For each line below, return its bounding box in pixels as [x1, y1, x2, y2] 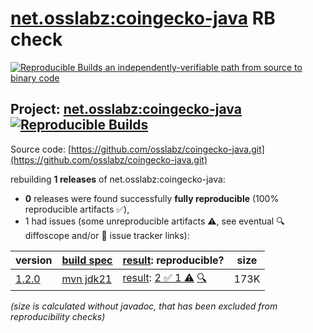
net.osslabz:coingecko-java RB [10, 7, 276, 30]
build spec [61, 253, 113, 267]
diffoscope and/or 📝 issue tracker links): [24, 229, 190, 241]
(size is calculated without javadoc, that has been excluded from [10, 300, 278, 312]
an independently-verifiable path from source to [104, 61, 303, 73]
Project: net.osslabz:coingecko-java [10, 101, 242, 118]
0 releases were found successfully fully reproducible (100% [24, 192, 280, 204]
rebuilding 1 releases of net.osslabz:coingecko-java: [10, 173, 226, 185]
